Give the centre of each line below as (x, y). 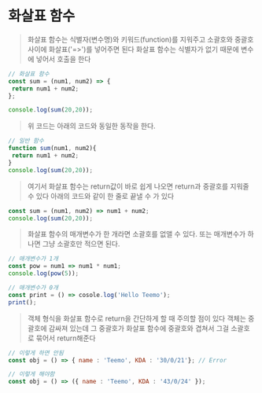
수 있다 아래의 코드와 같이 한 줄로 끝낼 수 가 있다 (101, 196)
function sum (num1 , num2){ (52, 149)
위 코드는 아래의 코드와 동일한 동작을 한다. (91, 126)
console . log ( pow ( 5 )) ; (44, 274)
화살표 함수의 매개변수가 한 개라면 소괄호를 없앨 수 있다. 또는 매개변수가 (137, 234)
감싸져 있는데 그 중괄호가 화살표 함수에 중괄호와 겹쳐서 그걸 (139, 328)
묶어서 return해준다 (66, 338)
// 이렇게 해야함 (31, 374)
